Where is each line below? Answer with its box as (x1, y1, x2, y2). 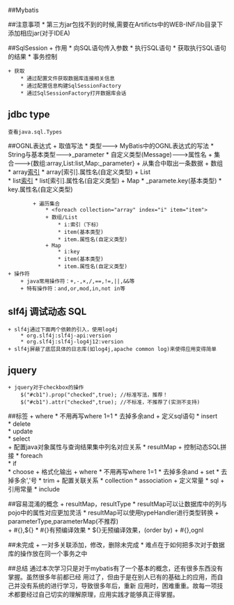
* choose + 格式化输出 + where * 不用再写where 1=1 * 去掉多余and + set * (8, 468, 220, 476)
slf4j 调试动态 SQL (8, 306, 87, 317)
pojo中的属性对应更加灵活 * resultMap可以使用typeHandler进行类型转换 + (8, 508, 219, 517)
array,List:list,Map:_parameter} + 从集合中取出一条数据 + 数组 (47, 159, 224, 167)
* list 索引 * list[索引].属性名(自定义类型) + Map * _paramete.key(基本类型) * (8, 176, 222, 184)
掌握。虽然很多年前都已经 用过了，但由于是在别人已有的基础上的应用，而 (8, 573, 217, 581)
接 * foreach (8, 452, 43, 460)
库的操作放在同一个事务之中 (8, 549, 88, 558)
